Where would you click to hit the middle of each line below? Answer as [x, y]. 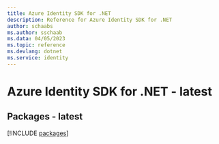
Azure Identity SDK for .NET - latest [110, 91]
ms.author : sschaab [35, 32]
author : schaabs [30, 26]
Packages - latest [45, 117]
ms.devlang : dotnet [35, 52]
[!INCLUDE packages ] [38, 133]
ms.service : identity [38, 58]
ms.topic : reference [36, 45]
